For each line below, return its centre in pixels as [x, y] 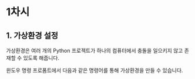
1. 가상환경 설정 [32, 35]
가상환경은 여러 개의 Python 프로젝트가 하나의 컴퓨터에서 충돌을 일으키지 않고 [95, 51]
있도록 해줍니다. [41, 58]
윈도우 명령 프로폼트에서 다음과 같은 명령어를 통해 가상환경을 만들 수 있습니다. [95, 70]
